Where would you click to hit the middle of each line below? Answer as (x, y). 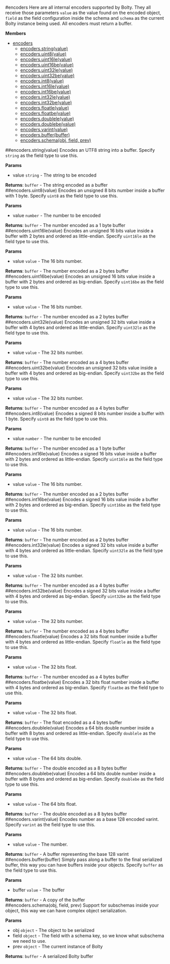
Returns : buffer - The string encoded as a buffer (57, 185)
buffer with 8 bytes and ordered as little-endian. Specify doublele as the (80, 733)
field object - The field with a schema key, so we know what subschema (88, 936)
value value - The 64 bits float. (45, 804)
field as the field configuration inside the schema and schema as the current (84, 18)
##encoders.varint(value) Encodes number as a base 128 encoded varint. (82, 819)
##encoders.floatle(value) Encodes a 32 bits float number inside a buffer (81, 636)
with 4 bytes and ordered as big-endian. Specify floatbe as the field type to (84, 688)
